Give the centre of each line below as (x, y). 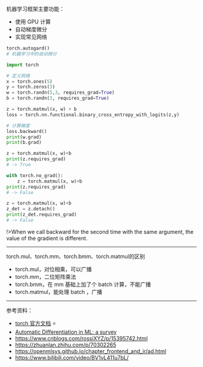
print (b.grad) (24, 143)
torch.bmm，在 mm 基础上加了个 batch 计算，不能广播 (83, 284)
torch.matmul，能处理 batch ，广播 (59, 291)
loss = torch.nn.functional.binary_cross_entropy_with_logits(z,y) (93, 115)
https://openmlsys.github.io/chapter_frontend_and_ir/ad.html (91, 351)
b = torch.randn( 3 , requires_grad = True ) (58, 99)
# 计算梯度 (18, 126)
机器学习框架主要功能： (35, 9)
